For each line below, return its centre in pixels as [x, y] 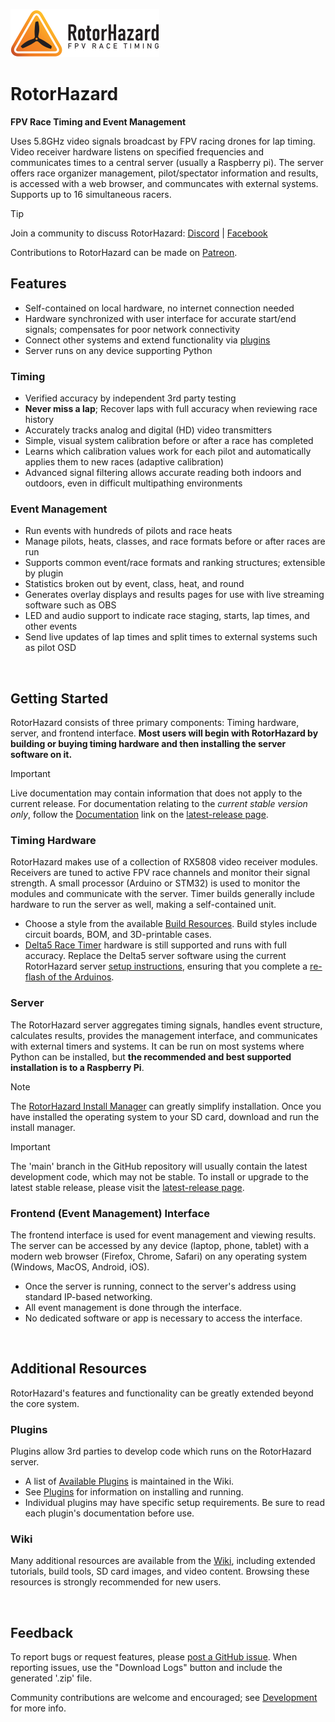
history [39, 420]
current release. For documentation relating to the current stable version [159, 804]
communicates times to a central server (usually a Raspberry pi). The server [167, 162]
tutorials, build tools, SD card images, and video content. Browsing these [160, 1571]
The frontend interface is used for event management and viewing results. [163, 1235]
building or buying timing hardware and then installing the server [148, 744]
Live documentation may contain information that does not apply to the [156, 793]
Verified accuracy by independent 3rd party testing [130, 398]
